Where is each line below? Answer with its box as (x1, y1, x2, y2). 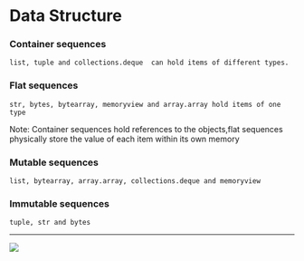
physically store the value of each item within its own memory (9, 133, 240, 144)
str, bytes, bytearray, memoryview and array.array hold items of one (9, 100, 281, 109)
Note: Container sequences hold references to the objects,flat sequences (9, 123, 283, 134)
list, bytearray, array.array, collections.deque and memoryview (9, 177, 261, 186)
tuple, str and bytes (9, 218, 91, 227)
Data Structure (9, 5, 122, 26)
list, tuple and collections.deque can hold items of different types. (9, 58, 290, 68)
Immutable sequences (9, 198, 110, 209)
